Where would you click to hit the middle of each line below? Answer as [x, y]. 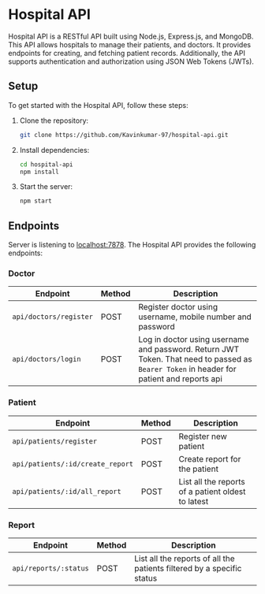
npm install [39, 172]
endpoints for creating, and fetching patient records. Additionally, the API [127, 53]
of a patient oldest [212, 492]
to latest [194, 501]
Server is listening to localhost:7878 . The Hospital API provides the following [132, 245]
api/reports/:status [50, 568]
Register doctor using [178, 307]
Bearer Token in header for [187, 369]
